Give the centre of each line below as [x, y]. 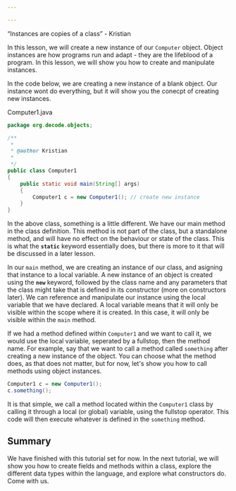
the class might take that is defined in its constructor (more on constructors [117, 290]
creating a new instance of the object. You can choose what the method [112, 356]
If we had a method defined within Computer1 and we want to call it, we [110, 333]
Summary [29, 441]
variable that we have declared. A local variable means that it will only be [113, 305]
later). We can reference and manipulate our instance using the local [107, 297]
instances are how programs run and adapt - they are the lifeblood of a [110, 54]
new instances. [29, 98]
